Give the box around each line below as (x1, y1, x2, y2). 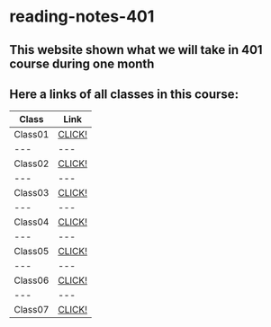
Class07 (14, 304, 50, 316)
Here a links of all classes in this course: (9, 86, 239, 102)
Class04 (14, 216, 50, 228)
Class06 (14, 274, 50, 287)
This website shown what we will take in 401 (9, 42, 263, 57)
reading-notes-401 (9, 6, 155, 27)
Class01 (14, 128, 50, 141)
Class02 (14, 157, 50, 170)
